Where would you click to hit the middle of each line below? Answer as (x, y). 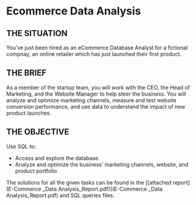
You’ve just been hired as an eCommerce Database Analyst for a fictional (97, 47)
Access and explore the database (56, 158)
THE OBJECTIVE (38, 132)
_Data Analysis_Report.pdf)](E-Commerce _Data (103, 189)
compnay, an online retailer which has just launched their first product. (94, 54)
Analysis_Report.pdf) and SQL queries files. (60, 195)
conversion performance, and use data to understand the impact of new (96, 106)
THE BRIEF (27, 73)
